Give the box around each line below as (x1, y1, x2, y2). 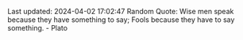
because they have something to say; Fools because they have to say (7, 15, 235, 24)
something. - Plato (7, 24, 68, 32)
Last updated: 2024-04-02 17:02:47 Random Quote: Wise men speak (7, 7, 234, 16)
